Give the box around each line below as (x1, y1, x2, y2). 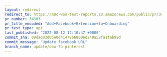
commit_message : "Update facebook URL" (4, 40, 88, 45)
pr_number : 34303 (4, 16, 41, 21)
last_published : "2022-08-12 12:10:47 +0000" (4, 30, 101, 35)
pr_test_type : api (4, 26, 43, 31)
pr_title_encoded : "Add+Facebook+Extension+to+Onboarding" (4, 21, 130, 26)
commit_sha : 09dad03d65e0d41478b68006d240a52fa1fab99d (4, 35, 121, 40)
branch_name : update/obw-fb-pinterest (4, 44, 85, 49)
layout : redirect (4, 7, 41, 12)
